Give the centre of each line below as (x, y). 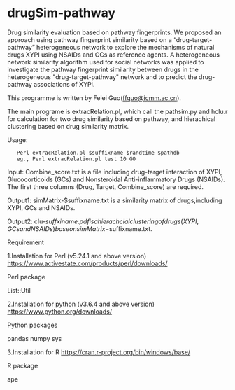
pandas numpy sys (35, 338)
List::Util (19, 290)
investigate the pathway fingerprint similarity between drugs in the (103, 69)
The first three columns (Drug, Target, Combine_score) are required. (106, 186)
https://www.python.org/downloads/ (60, 311)
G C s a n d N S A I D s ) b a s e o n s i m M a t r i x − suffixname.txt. (80, 228)
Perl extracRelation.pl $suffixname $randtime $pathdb (98, 153)
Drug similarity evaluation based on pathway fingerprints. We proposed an (114, 32)
